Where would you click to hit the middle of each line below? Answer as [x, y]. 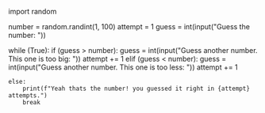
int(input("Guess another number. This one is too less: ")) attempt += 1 [123, 67]
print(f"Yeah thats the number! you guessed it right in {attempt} [136, 89]
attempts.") [28, 96]
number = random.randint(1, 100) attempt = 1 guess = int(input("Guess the [129, 26]
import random [33, 11]
